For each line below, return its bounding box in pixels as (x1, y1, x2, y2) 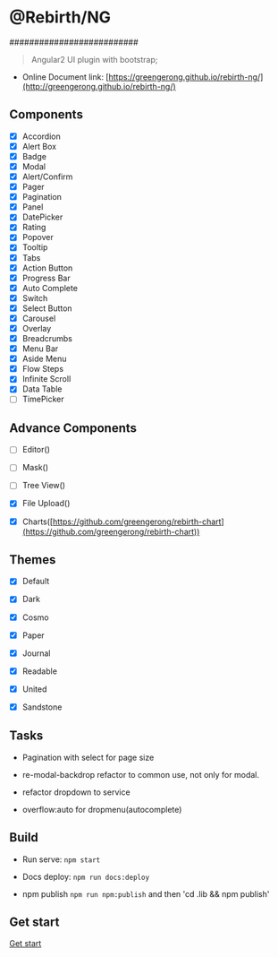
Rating (21, 222, 46, 233)
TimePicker (21, 393, 64, 405)
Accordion (21, 131, 61, 142)
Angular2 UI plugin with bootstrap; (30, 54, 158, 65)
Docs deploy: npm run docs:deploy (21, 871, 150, 882)
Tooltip (21, 242, 48, 253)
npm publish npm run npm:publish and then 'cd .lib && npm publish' (21, 888, 270, 899)
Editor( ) (21, 444, 51, 455)
